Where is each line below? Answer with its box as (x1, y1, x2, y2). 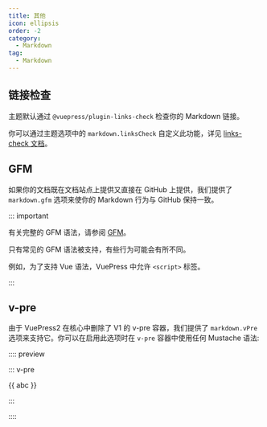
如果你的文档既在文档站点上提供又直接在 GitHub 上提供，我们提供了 (8, 184, 233, 194)
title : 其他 (8, 11, 46, 20)
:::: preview (8, 349, 46, 359)
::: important (8, 211, 49, 220)
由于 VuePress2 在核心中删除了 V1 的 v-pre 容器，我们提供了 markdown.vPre (8, 323, 258, 333)
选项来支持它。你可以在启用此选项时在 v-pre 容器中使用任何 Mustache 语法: (8, 333, 260, 343)
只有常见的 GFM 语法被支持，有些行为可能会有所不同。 (8, 244, 191, 254)
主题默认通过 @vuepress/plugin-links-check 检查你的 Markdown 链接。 (8, 111, 244, 121)
